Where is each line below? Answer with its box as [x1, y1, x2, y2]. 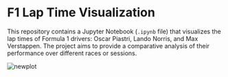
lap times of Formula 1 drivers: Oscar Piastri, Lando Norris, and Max [7, 34, 198, 42]
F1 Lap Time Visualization [7, 5, 156, 20]
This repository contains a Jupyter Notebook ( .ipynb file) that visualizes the [7, 27, 221, 35]
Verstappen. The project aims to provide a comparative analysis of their [7, 42, 210, 50]
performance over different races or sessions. [7, 49, 137, 57]
